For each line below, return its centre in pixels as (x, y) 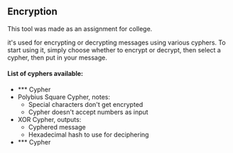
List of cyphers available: (45, 74)
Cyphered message (57, 127)
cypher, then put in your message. (58, 57)
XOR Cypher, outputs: (49, 120)
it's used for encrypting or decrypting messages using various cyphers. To (116, 42)
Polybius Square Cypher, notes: (64, 97)
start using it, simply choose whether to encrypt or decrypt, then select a (114, 50)
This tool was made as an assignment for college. (80, 28)
